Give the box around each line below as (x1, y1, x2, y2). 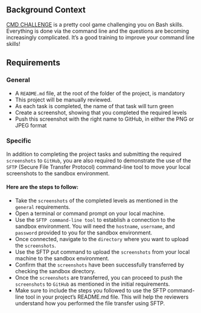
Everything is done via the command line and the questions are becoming (6, 27, 190, 34)
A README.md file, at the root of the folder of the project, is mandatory (14, 89, 185, 97)
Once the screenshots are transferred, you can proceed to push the (14, 274, 183, 281)
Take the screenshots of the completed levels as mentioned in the (14, 197, 178, 204)
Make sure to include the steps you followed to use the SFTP (14, 287, 167, 294)
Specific (6, 137, 31, 145)
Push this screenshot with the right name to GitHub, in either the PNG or (14, 115, 194, 123)
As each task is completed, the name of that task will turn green (14, 102, 174, 109)
